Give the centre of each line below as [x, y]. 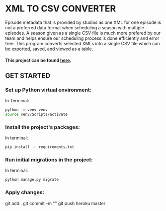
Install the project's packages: [43, 127]
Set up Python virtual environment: [48, 90]
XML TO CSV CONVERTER [60, 9]
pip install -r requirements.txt [40, 147]
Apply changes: [25, 193]
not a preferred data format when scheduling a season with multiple [75, 27]
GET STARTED [28, 76]
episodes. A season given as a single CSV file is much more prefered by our [83, 33]
